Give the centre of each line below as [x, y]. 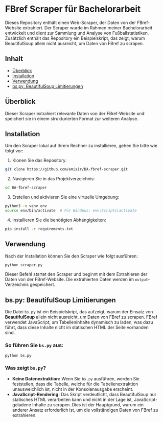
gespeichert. [42, 284]
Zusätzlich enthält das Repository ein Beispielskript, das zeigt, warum [75, 38]
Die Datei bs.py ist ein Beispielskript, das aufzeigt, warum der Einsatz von [79, 312]
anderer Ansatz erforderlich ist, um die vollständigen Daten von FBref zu [85, 410]
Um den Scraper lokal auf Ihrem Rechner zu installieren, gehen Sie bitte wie [81, 146]
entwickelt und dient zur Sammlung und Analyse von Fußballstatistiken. [77, 33]
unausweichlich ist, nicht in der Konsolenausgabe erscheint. [73, 389]
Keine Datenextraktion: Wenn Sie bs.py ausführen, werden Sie [76, 378]
